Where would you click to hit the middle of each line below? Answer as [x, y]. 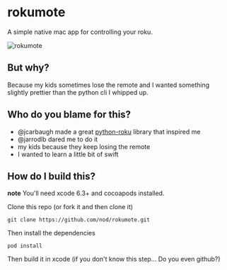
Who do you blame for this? [69, 115]
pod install [25, 246]
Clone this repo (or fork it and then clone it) [70, 207]
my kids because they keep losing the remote [84, 146]
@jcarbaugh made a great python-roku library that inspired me [109, 131]
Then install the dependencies [51, 233]
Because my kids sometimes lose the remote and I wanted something [109, 85]
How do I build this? [51, 176]
